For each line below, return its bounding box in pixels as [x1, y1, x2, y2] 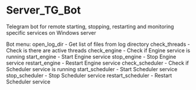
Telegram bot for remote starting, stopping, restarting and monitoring [6, 23, 174, 30]
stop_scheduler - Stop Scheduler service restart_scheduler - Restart [6, 72, 172, 79]
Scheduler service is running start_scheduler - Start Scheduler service [6, 65, 178, 72]
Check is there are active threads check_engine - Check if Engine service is [6, 46, 191, 54]
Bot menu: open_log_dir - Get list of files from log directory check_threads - [6, 41, 190, 48]
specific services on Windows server [6, 29, 96, 36]
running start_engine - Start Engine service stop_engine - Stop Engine [6, 53, 177, 60]
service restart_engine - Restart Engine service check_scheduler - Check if [6, 59, 189, 66]
